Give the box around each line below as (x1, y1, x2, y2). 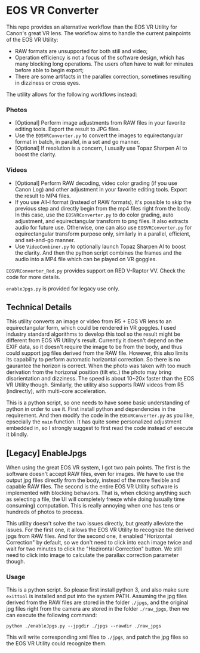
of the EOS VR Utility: (6, 36, 59, 43)
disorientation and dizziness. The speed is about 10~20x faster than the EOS (6, 375, 195, 382)
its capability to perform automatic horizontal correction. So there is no (6, 356, 181, 363)
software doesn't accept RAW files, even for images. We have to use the (6, 471, 184, 478)
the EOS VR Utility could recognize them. (6, 640, 107, 647)
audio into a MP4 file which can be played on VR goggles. (14, 255, 157, 262)
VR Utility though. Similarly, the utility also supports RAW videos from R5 (6, 381, 184, 388)
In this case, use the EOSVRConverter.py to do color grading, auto (14, 211, 174, 218)
